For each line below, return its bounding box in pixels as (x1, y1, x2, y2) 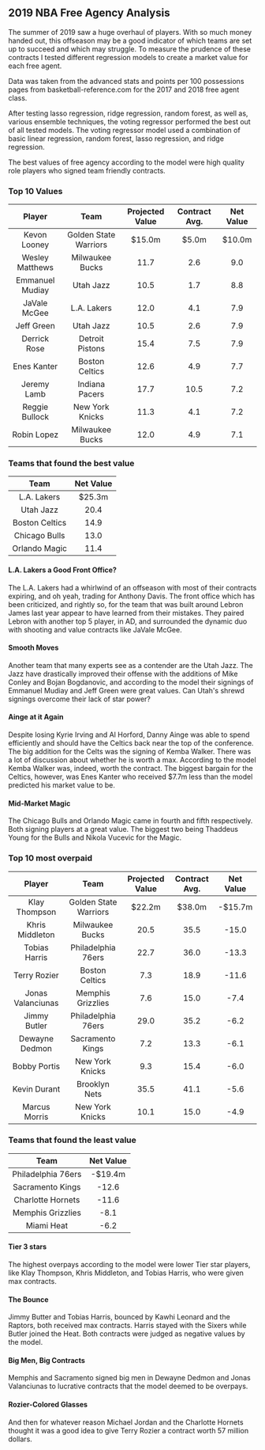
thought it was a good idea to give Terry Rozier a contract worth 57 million (8, 1425, 249, 1435)
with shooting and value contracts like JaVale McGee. (8, 624, 183, 634)
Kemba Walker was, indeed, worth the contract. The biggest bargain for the (8, 764, 254, 773)
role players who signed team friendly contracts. (8, 165, 166, 175)
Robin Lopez (12, 429, 59, 440)
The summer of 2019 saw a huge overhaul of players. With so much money (8, 27, 252, 36)
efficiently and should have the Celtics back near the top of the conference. (8, 738, 254, 748)
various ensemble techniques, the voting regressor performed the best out (8, 116, 251, 126)
